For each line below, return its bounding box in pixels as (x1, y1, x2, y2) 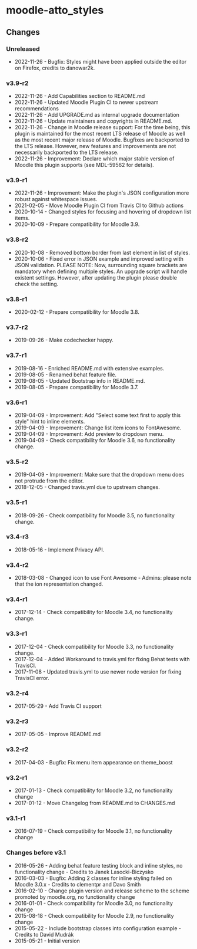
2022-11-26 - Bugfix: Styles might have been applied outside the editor (14, 58, 187, 65)
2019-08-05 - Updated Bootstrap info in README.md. (14, 377, 145, 384)
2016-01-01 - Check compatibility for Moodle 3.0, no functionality (14, 899, 173, 907)
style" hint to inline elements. (14, 418, 85, 425)
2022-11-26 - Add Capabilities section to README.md (14, 93, 145, 100)
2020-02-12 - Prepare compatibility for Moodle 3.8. (14, 308, 140, 316)
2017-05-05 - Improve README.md (14, 731, 101, 738)
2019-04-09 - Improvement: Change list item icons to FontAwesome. (14, 424, 182, 431)
